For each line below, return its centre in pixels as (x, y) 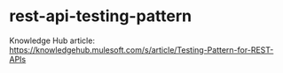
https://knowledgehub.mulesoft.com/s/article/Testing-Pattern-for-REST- (141, 49)
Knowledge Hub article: (52, 40)
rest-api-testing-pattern (101, 16)
